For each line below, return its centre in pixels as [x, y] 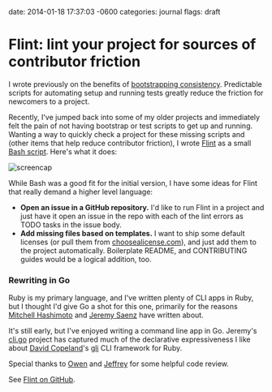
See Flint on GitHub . [42, 380]
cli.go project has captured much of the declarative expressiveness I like [130, 339]
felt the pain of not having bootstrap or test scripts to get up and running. [131, 126]
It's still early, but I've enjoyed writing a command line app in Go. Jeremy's [133, 331]
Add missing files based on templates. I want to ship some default [132, 233]
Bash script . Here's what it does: [63, 151]
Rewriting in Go [39, 280]
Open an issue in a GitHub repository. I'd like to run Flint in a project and [142, 207]
